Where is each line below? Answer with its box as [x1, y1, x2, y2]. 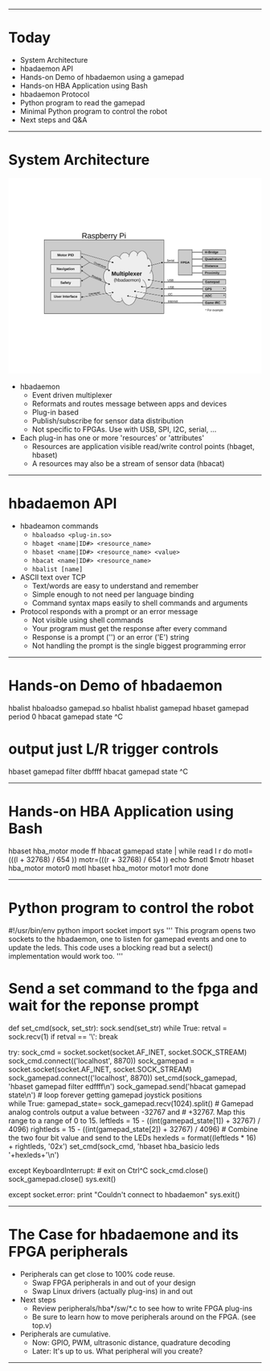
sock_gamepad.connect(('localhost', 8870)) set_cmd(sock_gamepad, [8, 1072, 238, 1083]
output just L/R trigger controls [8, 740, 219, 758]
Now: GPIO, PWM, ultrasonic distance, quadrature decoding [31, 1337, 231, 1347]
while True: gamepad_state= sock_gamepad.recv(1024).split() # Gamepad [8, 1098, 254, 1108]
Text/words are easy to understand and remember [31, 581, 199, 591]
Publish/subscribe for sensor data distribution [31, 416, 184, 426]
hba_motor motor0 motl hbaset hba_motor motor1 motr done [8, 863, 209, 873]
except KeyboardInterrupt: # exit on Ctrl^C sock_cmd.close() [8, 1165, 209, 1175]
